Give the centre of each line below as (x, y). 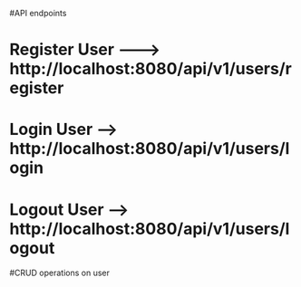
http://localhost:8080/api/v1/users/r (150, 69)
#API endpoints (38, 13)
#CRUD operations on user (60, 273)
